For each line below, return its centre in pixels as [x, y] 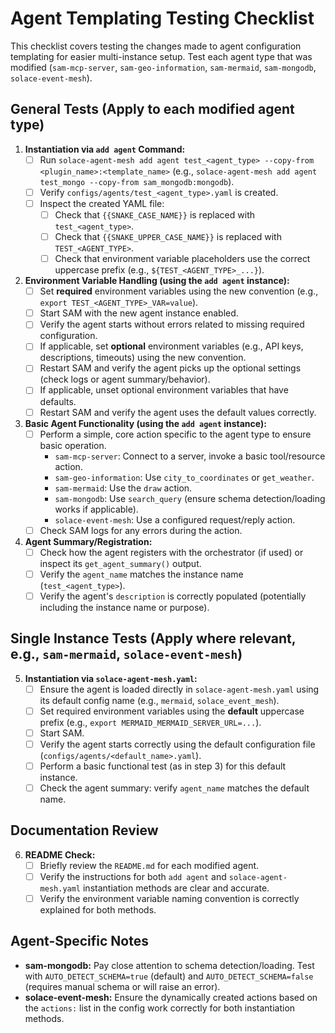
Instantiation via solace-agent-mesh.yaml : [111, 678]
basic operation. [73, 445]
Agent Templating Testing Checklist [162, 18]
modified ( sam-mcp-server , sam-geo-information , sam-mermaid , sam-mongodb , [163, 67]
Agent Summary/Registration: [88, 541]
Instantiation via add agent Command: [105, 149]
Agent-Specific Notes [79, 941]
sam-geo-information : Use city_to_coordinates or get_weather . [184, 477]
